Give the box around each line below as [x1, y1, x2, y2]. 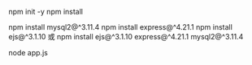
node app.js [8, 48, 49, 57]
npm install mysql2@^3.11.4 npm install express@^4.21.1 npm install [8, 22, 233, 31]
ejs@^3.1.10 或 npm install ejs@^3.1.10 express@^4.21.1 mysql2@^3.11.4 [8, 32, 244, 41]
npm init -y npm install [8, 7, 84, 16]
